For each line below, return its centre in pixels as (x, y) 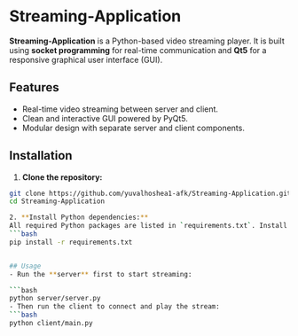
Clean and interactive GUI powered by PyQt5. (105, 118)
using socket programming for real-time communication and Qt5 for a (138, 50)
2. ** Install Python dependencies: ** (79, 218)
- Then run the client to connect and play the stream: (114, 307)
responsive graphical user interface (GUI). (86, 59)
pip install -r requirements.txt (71, 242)
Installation (41, 156)
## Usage (25, 266)
